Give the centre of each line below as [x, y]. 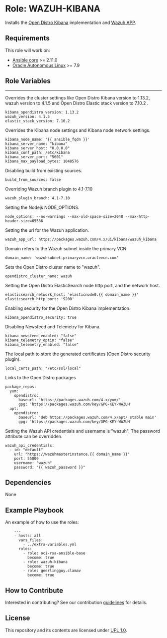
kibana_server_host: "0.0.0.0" [38, 148]
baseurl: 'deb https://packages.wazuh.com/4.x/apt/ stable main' [87, 417]
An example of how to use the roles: [42, 522]
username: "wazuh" [33, 463]
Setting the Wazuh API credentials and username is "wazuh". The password [83, 431]
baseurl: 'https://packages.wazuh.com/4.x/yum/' [70, 400]
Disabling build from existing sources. [44, 170]
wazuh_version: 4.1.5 [28, 116]
